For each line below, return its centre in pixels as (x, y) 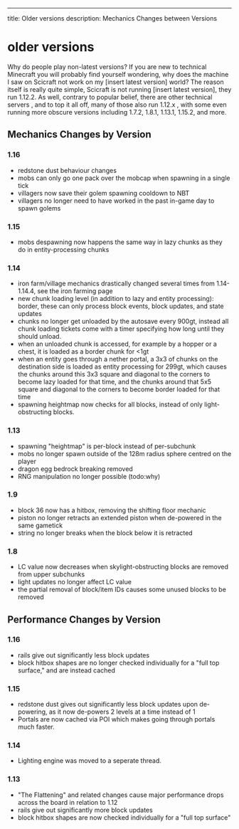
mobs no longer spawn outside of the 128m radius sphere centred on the (124, 453)
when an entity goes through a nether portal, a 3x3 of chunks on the (118, 359)
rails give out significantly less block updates (84, 655)
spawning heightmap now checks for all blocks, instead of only (110, 405)
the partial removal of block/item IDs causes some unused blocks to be (122, 590)
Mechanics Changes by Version (79, 135)
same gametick (40, 525)
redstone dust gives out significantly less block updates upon (107, 704)
